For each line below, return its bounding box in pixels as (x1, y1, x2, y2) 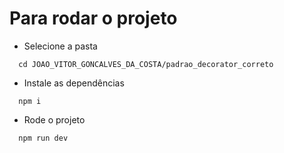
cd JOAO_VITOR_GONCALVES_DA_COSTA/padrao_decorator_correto (18, 59, 274, 69)
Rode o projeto (23, 113, 86, 126)
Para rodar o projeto (9, 7, 178, 30)
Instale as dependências (23, 77, 125, 89)
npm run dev (18, 133, 69, 143)
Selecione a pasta (23, 40, 98, 52)
